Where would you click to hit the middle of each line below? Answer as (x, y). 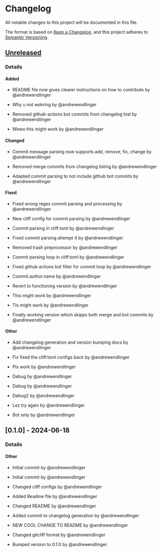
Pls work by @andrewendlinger (44, 367)
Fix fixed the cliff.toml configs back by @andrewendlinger (71, 357)
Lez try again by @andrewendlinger (48, 405)
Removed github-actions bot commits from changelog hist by (75, 114)
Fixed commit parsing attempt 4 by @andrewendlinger (68, 238)
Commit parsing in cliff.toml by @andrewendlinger (63, 228)
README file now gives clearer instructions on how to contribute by (81, 90)
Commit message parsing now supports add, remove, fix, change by (82, 151)
